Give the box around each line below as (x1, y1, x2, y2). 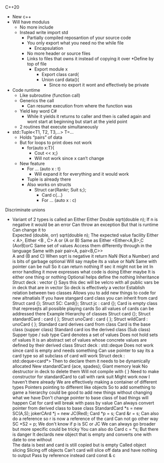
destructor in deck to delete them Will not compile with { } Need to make (12, 369, 159, 374)
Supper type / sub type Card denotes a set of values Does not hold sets (12, 332, 158, 338)
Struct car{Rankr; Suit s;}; (34, 187, 87, 193)
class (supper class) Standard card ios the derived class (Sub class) (12, 327, 151, 332)
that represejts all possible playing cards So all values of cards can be (12, 306, 154, 311)
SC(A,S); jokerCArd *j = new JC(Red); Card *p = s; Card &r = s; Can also (12, 411, 159, 416)
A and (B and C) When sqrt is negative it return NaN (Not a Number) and (12, 253, 159, 259)
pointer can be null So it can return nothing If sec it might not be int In (12, 264, 154, 270)
